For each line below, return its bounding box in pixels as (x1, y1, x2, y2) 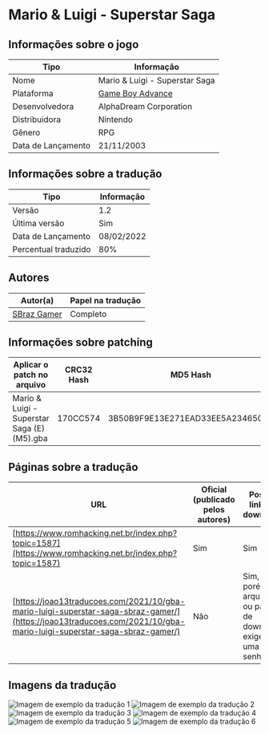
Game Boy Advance (98, 88, 174, 99)
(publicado (192, 494, 235, 505)
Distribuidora (12, 114, 62, 125)
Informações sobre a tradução (8, 167, 163, 181)
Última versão (12, 217, 65, 229)
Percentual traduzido (12, 243, 91, 254)
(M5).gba (12, 433, 48, 444)
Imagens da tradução (8, 678, 117, 691)
